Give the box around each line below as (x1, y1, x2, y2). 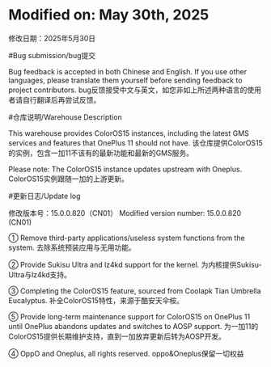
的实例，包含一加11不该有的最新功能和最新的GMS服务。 (8, 148, 194, 158)
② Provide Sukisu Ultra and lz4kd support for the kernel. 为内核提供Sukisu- (8, 259, 262, 269)
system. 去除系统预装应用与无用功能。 (8, 243, 136, 252)
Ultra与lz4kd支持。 (8, 269, 71, 280)
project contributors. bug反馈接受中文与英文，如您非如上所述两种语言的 (8, 85, 248, 95)
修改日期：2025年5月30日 (8, 33, 95, 43)
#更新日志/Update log (8, 191, 81, 200)
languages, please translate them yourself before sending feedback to (8, 75, 243, 85)
